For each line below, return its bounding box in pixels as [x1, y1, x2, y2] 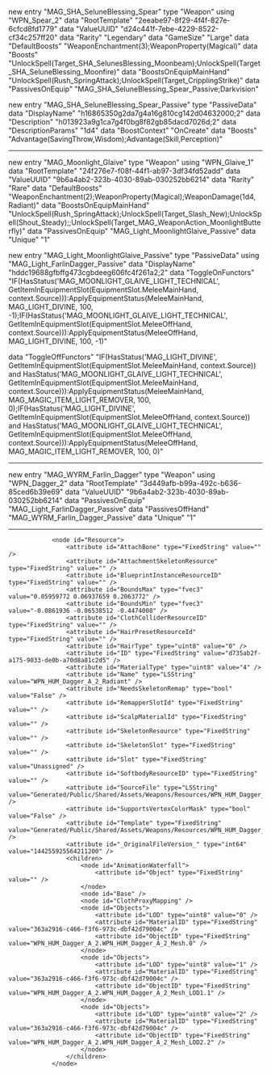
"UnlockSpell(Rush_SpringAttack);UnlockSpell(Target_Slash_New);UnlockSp [8, 209, 262, 218]
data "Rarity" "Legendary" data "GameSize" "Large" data [59, 32, 250, 42]
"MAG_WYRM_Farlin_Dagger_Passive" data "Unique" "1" [8, 513, 197, 522]
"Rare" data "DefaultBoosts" [8, 184, 102, 192]
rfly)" [8, 226, 26, 235]
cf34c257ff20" [8, 32, 58, 42]
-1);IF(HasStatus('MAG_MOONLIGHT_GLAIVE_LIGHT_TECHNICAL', [8, 311, 228, 320]
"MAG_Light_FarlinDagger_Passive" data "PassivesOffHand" [8, 505, 210, 514]
